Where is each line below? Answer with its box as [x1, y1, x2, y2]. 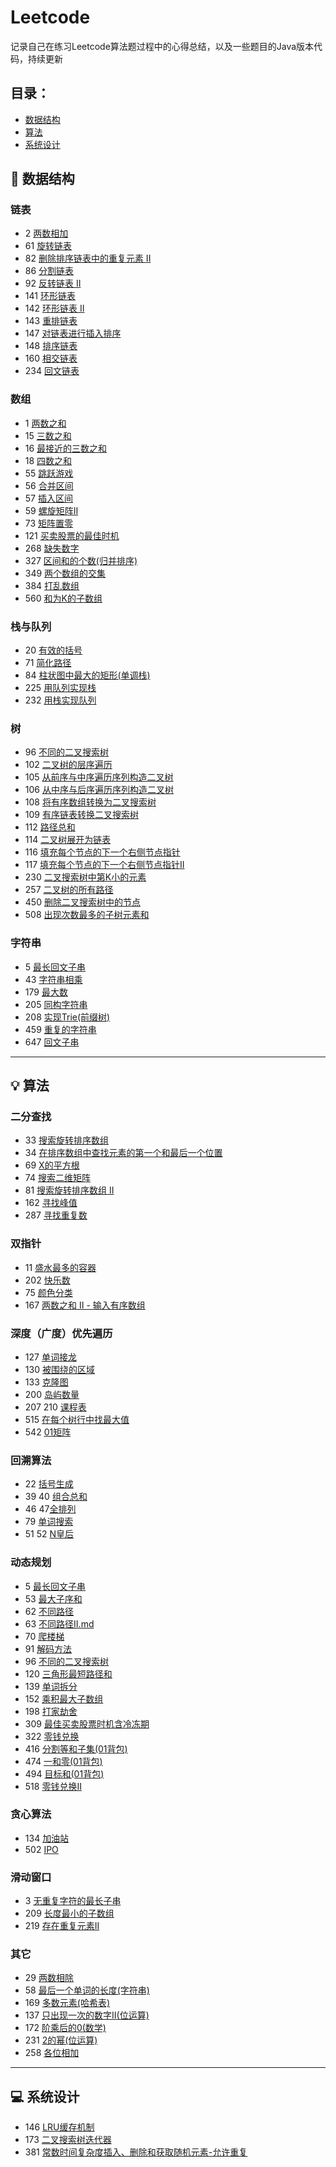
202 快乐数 [24, 1274, 71, 1286]
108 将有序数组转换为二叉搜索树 [24, 796, 157, 808]
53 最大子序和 [24, 1592, 83, 1605]
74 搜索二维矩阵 [24, 1172, 91, 1184]
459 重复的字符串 [24, 1023, 97, 1035]
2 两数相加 [24, 227, 69, 240]
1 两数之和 [24, 417, 67, 429]
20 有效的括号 [24, 644, 83, 656]
